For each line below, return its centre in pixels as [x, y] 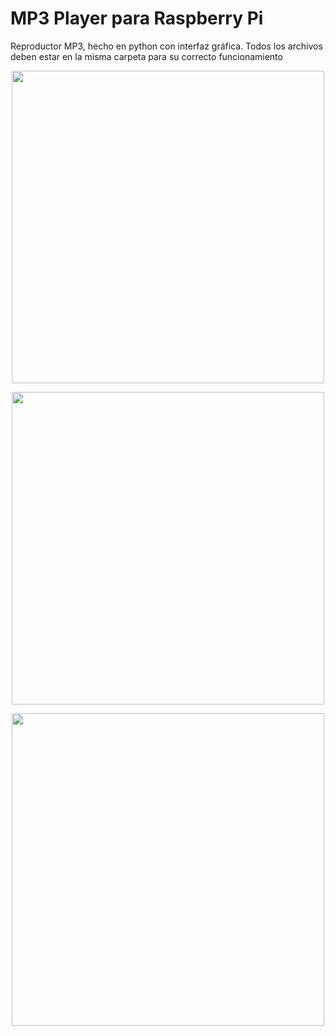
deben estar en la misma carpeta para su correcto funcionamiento [146, 56]
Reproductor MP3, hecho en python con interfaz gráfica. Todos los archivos [166, 46]
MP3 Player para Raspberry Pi [137, 18]
